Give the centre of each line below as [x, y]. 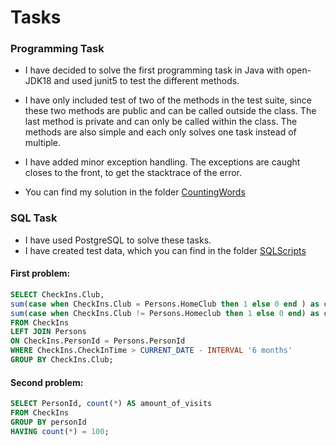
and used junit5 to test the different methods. [146, 81]
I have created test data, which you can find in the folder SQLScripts [165, 250]
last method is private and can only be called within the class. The [161, 122]
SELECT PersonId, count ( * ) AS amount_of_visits [111, 404]
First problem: [40, 273]
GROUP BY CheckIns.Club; [62, 360]
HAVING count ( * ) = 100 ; [60, 431]
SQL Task [34, 218]
